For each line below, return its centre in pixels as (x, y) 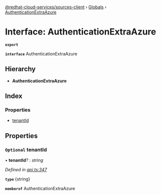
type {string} (18, 179)
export (12, 45)
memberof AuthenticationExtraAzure (40, 189)
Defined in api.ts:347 (26, 170)
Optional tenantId (26, 149)
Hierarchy (20, 69)
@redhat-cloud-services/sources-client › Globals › (56, 7)
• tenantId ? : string (24, 160)
